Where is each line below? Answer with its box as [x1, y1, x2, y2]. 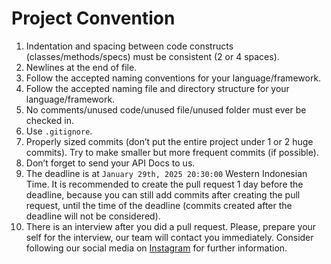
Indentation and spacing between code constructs [25, 40, 234, 52]
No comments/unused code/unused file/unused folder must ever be [25, 103, 307, 116]
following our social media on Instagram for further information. [25, 242, 288, 254]
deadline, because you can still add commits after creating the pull [25, 188, 301, 201]
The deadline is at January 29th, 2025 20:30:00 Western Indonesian [25, 167, 308, 179]
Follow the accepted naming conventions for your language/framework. [25, 72, 322, 84]
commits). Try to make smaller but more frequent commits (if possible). [25, 146, 319, 158]
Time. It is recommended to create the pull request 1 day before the [25, 178, 304, 190]
